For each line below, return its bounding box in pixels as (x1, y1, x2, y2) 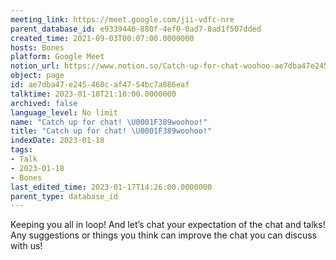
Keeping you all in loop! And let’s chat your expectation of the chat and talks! (10, 219, 326, 231)
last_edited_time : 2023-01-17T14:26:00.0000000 (10, 182, 213, 192)
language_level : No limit (10, 107, 118, 118)
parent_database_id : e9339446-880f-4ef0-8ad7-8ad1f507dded (10, 24, 262, 34)
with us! (10, 240, 43, 252)
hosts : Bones (10, 42, 65, 53)
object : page (10, 71, 65, 81)
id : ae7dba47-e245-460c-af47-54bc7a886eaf (10, 80, 190, 90)
